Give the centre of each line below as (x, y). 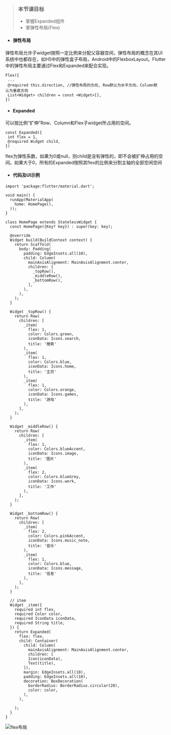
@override (20, 235)
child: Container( (38, 641)
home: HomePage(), (34, 204)
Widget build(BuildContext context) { (51, 240)
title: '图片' (42, 459)
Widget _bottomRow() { (34, 513)
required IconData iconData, (45, 618)
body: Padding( (35, 249)
